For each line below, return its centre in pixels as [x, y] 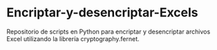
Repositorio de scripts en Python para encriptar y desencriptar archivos [108, 32]
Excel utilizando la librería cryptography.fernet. [73, 38]
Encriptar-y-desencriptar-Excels [102, 13]
